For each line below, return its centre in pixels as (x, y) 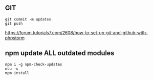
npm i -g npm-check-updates (34, 64)
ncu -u (12, 69)
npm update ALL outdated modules (60, 53)
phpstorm (15, 38)
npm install (17, 73)
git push (14, 23)
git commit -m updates (28, 19)
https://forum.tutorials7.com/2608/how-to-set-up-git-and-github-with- (76, 32)
